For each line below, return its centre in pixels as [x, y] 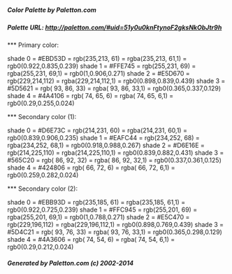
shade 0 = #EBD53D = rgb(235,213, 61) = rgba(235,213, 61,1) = [97, 59]
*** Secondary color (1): [42, 117]
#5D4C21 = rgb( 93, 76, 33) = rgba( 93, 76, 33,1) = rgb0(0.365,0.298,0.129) [115, 232]
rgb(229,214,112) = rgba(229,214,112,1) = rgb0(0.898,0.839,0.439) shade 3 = [116, 81]
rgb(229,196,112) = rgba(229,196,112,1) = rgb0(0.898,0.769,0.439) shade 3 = [116, 225]
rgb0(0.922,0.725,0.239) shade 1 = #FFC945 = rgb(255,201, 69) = [102, 210]
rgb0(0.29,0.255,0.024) [41, 103]
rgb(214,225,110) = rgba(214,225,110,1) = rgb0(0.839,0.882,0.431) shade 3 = [116, 153]
